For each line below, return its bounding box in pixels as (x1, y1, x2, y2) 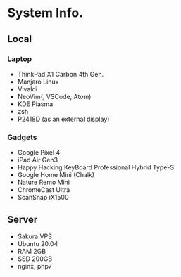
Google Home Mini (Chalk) (17, 171, 95, 179)
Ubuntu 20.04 (17, 239, 58, 247)
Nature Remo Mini (17, 178, 70, 187)
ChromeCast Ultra (17, 186, 70, 194)
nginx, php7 (17, 262, 53, 270)
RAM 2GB (17, 247, 46, 255)
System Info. (7, 5, 84, 21)
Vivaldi (17, 84, 37, 93)
